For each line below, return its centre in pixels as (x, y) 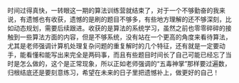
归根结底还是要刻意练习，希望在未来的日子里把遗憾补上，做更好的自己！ (113, 72)
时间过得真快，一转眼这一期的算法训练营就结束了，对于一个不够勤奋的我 (113, 10)
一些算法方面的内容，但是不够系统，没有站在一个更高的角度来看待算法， (126, 37)
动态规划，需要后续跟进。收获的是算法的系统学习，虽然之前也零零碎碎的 (119, 28)
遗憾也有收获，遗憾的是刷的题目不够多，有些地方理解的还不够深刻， (126, 19)
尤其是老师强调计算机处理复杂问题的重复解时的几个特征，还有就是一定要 (113, 46)
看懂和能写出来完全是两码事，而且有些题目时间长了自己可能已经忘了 (126, 55)
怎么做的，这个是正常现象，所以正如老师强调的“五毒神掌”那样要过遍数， (125, 63)
